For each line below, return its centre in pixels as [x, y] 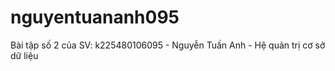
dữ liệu [24, 55]
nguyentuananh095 [95, 17]
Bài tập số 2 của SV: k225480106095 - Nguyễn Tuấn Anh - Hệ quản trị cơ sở [168, 45]
